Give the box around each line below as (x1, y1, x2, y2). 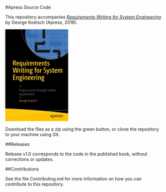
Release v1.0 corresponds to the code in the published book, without (5, 151, 147, 157)
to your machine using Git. (5, 132, 60, 137)
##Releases (5, 141, 30, 147)
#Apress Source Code (5, 5, 51, 10)
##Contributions (5, 166, 39, 172)
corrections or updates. (5, 156, 54, 162)
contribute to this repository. (5, 181, 64, 187)
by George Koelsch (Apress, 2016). (5, 20, 78, 25)
